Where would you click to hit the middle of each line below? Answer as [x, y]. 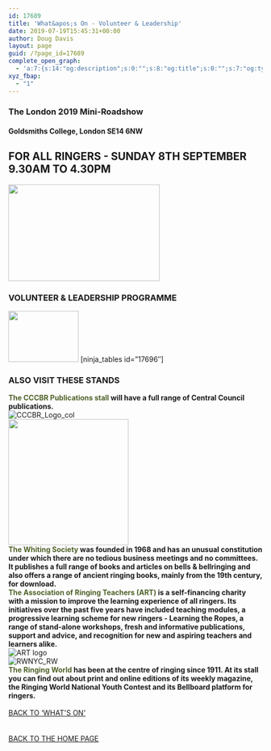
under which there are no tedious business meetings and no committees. [133, 558]
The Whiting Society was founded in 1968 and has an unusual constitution [135, 549]
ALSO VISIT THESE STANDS [64, 380]
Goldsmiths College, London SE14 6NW [76, 131]
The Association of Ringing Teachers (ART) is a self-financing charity [127, 592]
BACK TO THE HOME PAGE [54, 739]
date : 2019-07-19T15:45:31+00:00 [65, 31]
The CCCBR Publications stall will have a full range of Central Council [127, 398]
